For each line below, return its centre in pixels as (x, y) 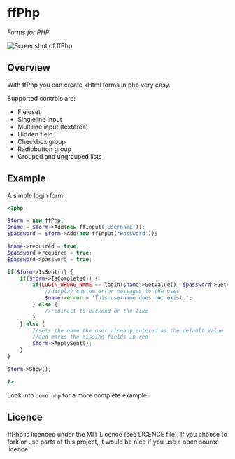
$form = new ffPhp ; (36, 221)
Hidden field (35, 134)
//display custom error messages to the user (112, 292)
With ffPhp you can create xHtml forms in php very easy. (89, 85)
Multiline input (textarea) (53, 127)
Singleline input (40, 119)
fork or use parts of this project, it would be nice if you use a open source (113, 442)
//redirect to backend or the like (97, 311)
